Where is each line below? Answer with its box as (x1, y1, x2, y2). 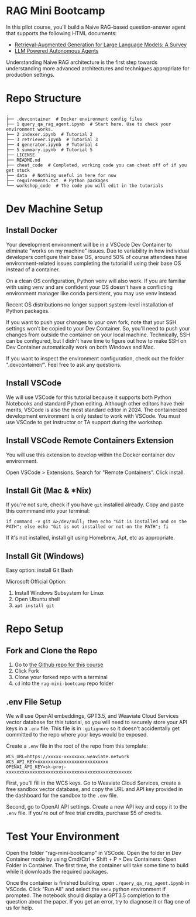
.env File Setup (6, 697, 62, 707)
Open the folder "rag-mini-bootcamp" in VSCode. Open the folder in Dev (6, 849, 181, 856)
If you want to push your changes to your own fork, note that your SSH (6, 318, 177, 326)
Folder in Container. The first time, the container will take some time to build (6, 861, 189, 868)
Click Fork (14, 667, 39, 674)
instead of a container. (6, 265, 60, 273)
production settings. (6, 71, 54, 78)
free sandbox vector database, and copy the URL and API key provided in (6, 785, 183, 792)
